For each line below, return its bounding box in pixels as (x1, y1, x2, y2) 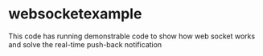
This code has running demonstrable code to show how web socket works (8, 31, 256, 41)
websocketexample (8, 5, 142, 23)
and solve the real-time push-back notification (8, 39, 162, 49)
